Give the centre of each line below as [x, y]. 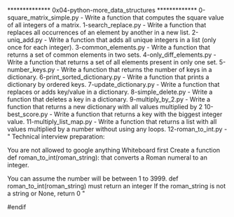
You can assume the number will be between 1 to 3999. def [93, 178]
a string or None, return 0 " [46, 193]
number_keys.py [31, 70]
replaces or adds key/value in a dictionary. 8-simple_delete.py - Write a [110, 92]
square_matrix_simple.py [43, 17]
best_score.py [28, 114]
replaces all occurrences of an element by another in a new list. [99, 32]
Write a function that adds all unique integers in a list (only [132, 40]
